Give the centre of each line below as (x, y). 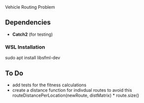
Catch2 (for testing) (33, 34)
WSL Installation (25, 47)
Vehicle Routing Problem (30, 7)
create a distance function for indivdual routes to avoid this (72, 90)
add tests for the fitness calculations (49, 85)
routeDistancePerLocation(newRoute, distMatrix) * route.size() (76, 95)
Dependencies (28, 22)
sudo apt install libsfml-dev (33, 58)
